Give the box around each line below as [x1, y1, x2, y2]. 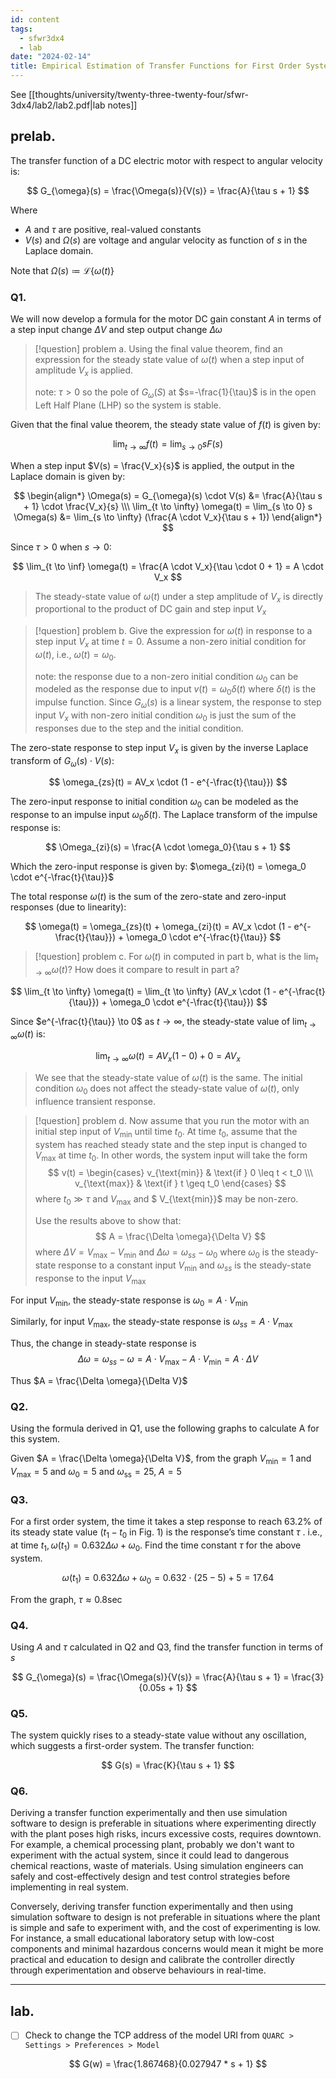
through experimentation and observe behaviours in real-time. [10, 1964, 267, 1976]
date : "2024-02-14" [10, 52, 92, 62]
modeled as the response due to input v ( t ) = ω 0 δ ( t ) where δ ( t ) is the [34, 683, 317, 698]
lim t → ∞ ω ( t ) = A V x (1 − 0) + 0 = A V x [95, 1050, 241, 1065]
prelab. [10, 128, 56, 145]
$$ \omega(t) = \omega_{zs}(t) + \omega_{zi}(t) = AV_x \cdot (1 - [24, 921, 292, 933]
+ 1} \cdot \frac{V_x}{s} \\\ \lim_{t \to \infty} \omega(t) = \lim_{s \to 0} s [23, 500, 313, 512]
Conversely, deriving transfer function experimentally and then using [10, 1901, 294, 1913]
